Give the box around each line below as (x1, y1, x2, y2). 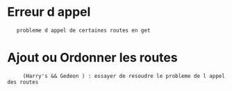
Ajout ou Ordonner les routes (7, 50, 179, 65)
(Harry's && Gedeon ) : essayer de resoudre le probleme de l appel (22, 72, 226, 79)
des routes (7, 79, 39, 85)
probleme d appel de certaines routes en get (16, 27, 151, 34)
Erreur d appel (7, 4, 91, 20)
